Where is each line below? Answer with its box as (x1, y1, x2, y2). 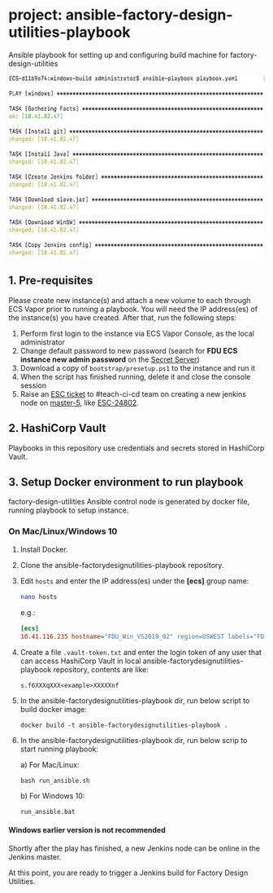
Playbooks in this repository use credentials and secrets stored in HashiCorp (8, 442, 265, 453)
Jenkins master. (8, 851, 62, 861)
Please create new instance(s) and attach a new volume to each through (8, 295, 251, 305)
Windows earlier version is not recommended (8, 825, 167, 834)
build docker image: (19, 705, 87, 715)
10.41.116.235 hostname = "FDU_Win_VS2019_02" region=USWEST (19, 633, 225, 641)
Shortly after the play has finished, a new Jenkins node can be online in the (8, 843, 260, 853)
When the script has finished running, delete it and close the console (19, 372, 251, 381)
